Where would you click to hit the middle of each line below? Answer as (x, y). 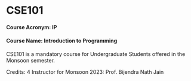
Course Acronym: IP (32, 27)
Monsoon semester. (31, 60)
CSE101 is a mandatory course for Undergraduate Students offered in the (96, 54)
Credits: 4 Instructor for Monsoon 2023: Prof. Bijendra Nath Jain (85, 71)
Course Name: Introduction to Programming (62, 41)
